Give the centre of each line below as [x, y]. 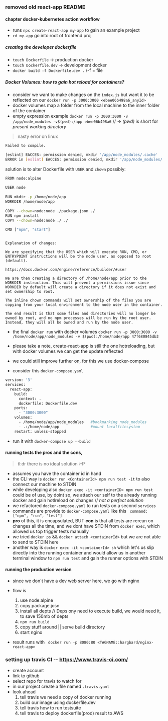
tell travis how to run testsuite [50, 708]
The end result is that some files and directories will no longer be [80, 314]
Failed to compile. [26, 146]
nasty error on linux [38, 136]
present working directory [39, 127]
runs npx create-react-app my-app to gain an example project [76, 30]
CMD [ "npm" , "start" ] [28, 230]
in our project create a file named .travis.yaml [61, 687]
